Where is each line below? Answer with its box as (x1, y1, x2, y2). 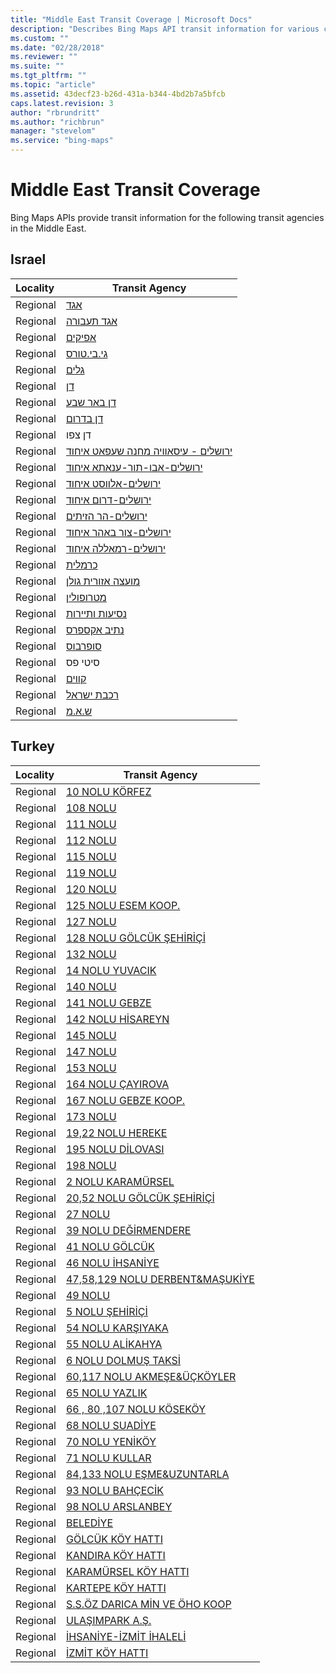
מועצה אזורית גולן (65, 574, 141, 588)
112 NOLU (65, 833, 117, 847)
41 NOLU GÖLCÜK (65, 1239, 155, 1253)
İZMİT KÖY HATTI (65, 1646, 149, 1660)
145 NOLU (65, 1028, 117, 1042)
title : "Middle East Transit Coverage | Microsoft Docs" (10, 14, 253, 25)
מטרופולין (65, 590, 107, 604)
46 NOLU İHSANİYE (65, 1256, 160, 1270)
